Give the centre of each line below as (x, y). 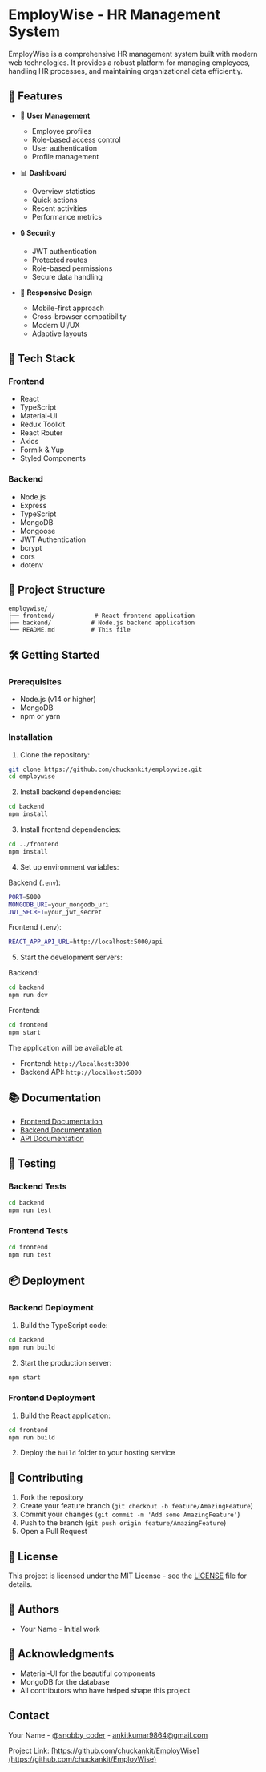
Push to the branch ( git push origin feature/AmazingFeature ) (123, 1523)
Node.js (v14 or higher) (58, 700)
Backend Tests (38, 1186)
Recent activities (59, 208)
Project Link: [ (31, 1750)
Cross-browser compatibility (79, 316)
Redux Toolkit (42, 424)
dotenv (32, 565)
